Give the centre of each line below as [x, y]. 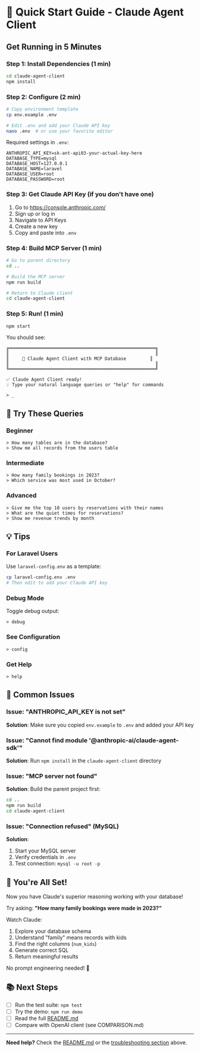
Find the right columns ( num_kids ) [56, 944]
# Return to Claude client [40, 293]
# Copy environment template [42, 109]
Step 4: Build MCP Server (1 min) [54, 248]
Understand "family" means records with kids [71, 938]
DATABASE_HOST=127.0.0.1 [37, 164]
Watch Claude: [24, 920]
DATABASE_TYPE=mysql [32, 158]
